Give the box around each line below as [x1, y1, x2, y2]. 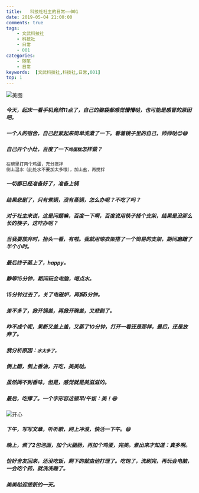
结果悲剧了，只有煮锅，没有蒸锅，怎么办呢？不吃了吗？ [6, 196, 141, 203]
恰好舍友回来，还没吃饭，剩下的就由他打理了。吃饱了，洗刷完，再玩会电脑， [6, 457, 193, 465]
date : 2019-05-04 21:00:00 [6, 14, 73, 20]
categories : [6, 53, 35, 59]
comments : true [6, 20, 44, 25]
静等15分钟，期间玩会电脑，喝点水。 [6, 275, 94, 282]
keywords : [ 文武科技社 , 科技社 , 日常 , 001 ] [6, 69, 101, 75]
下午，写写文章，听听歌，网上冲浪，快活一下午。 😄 [6, 426, 131, 433]
